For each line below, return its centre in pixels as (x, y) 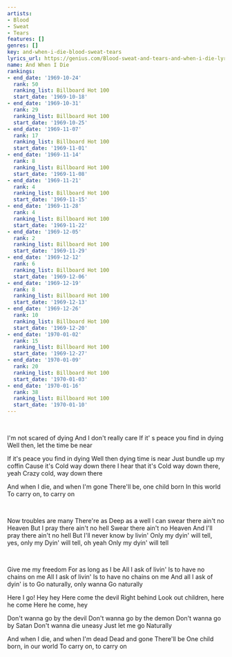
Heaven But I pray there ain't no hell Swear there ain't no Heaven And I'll (110, 528)
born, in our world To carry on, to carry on (67, 646)
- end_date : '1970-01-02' (44, 334)
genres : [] (23, 46)
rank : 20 (26, 366)
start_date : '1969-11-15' (51, 200)
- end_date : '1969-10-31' (44, 104)
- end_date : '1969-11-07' (44, 129)
